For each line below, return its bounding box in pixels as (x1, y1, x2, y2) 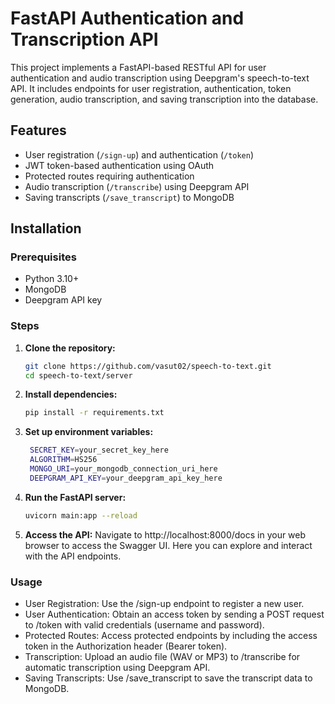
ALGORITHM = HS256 (29, 455, 98, 465)
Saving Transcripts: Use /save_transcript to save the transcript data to (24, 672, 313, 684)
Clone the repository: (24, 342, 116, 354)
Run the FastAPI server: (24, 491, 127, 503)
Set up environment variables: (24, 426, 154, 438)
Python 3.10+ (24, 273, 80, 285)
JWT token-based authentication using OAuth (24, 159, 215, 171)
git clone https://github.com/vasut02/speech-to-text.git (24, 361, 272, 371)
